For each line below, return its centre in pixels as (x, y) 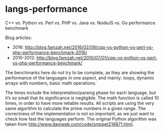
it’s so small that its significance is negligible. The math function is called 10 (82, 98)
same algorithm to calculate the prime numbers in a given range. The (76, 108)
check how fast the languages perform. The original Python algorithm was (81, 119)
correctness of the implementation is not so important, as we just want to (80, 113)
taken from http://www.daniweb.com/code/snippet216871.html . (70, 124)
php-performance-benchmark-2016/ (50, 52)
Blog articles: (19, 38)
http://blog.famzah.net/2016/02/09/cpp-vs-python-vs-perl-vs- (89, 47)
